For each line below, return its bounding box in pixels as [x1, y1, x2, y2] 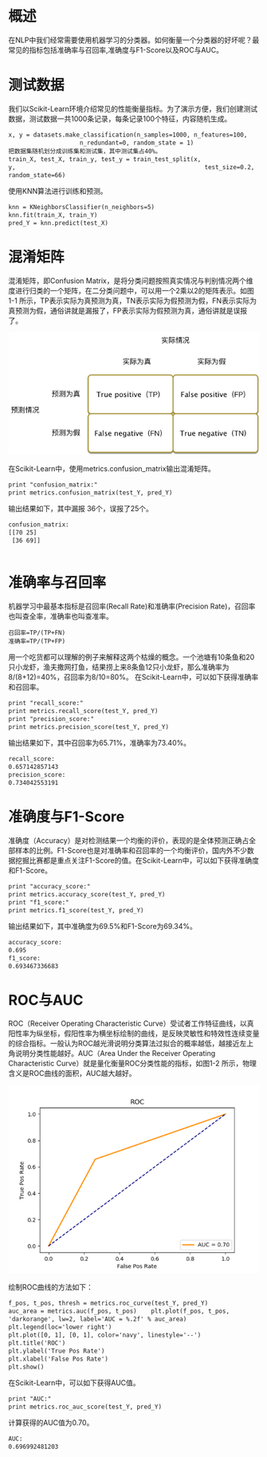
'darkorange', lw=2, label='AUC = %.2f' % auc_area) [8, 1315, 187, 1324]
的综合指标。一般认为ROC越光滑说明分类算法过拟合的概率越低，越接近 [8, 1038, 240, 1049]
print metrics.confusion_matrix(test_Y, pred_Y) [8, 488, 173, 497]
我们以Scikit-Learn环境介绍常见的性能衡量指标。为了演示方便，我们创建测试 [8, 104, 258, 113]
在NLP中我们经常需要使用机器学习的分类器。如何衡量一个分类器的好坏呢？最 [8, 35, 260, 45]
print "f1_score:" [8, 898, 69, 906]
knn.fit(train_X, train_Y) [8, 211, 98, 219]
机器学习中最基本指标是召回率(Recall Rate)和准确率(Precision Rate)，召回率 [8, 601, 256, 611]
